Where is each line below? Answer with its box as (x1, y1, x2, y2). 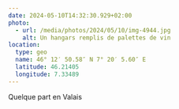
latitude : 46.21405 (15, 63, 80, 71)
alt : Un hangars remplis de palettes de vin (22, 33, 171, 42)
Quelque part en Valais (8, 92, 83, 101)
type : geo (15, 48, 47, 56)
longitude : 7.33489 (15, 70, 80, 78)
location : (8, 41, 41, 49)
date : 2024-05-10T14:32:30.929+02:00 (8, 11, 132, 20)
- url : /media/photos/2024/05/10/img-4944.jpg (15, 26, 171, 34)
